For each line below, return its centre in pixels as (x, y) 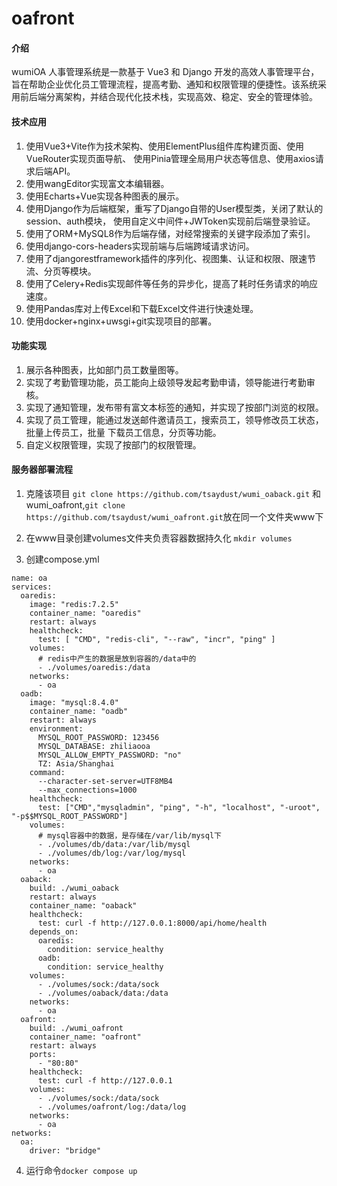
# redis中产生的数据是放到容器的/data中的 (117, 659)
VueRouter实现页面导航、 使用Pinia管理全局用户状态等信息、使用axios (170, 158)
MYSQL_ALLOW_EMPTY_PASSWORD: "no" (110, 755)
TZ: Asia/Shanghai (76, 764)
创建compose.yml (62, 559)
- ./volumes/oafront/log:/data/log (112, 1107)
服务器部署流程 (42, 469)
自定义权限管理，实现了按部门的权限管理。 (113, 444)
